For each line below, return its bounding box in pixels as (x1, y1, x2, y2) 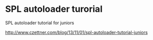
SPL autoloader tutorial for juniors (5, 20, 74, 26)
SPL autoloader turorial (5, 3, 103, 15)
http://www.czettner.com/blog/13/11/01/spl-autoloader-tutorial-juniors (5, 29, 148, 35)
